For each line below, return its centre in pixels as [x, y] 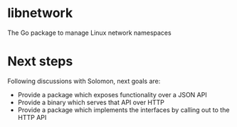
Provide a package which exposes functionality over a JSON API [112, 94]
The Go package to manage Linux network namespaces [90, 33]
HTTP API [32, 117]
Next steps [40, 61]
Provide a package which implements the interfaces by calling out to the [123, 110]
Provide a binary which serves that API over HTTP [91, 102]
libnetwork [40, 13]
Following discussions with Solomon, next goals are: [84, 81]
